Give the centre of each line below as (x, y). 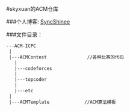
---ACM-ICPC (21, 46)
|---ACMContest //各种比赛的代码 (67, 57)
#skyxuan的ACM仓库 (32, 9)
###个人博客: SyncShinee (38, 22)
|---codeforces (33, 68)
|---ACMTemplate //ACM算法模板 (62, 102)
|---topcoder (30, 80)
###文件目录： (25, 34)
